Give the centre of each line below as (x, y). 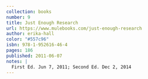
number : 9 (18, 17)
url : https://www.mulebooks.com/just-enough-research (74, 28)
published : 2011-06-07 (34, 56)
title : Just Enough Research (42, 23)
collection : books (29, 12)
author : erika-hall (30, 34)
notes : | (17, 61)
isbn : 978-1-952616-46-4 (37, 45)
